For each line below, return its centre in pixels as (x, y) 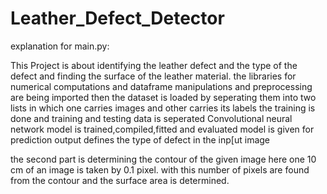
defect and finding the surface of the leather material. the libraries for (153, 76)
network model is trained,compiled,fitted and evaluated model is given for (162, 129)
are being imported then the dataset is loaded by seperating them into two (163, 97)
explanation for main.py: (60, 46)
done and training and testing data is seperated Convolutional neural (151, 118)
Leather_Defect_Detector (117, 18)
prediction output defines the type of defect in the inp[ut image (140, 139)
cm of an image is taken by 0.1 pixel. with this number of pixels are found (160, 169)
